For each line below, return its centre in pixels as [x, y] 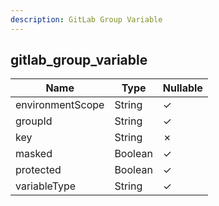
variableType [46, 186]
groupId [34, 121]
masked [34, 154]
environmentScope [60, 105]
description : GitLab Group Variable [86, 19]
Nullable [182, 88]
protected [38, 170]
